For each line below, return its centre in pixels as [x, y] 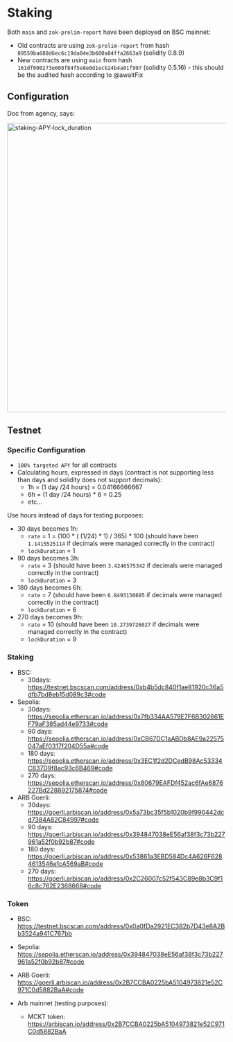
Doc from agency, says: [41, 113]
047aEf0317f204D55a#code [68, 745]
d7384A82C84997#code [63, 820]
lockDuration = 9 [52, 639]
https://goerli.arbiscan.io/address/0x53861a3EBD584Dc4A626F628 [125, 856]
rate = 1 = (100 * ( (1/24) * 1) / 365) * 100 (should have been [113, 536]
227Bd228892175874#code [67, 790]
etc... [35, 502]
